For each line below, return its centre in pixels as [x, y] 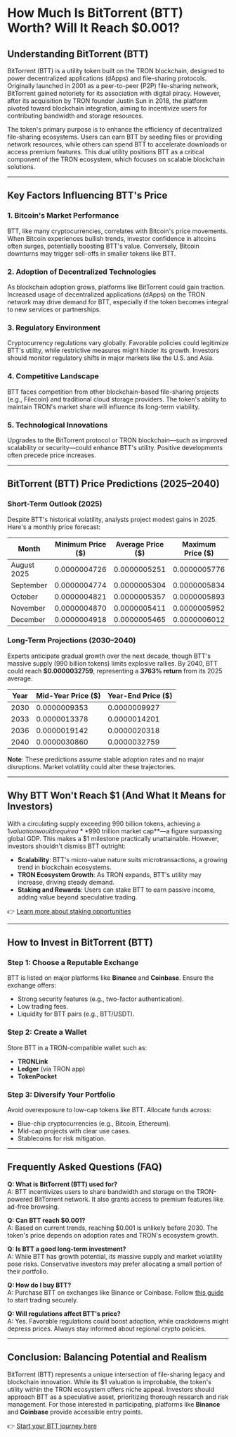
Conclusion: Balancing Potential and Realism [107, 1357]
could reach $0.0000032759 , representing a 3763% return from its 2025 [115, 671]
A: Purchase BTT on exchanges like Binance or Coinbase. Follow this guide [116, 1292]
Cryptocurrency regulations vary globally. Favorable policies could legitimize [118, 343]
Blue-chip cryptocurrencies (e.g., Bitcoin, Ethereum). [94, 1123]
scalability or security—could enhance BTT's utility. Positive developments [115, 447]
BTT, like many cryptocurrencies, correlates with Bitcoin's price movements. [118, 231]
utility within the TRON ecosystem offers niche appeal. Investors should [111, 1389]
